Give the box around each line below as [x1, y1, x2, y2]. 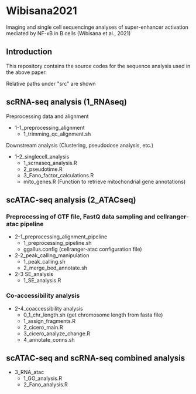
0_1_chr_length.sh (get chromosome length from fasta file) [23, 311, 163, 318]
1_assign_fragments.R [23, 317, 76, 324]
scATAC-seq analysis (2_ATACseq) [6, 195, 136, 205]
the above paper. [6, 69, 47, 76]
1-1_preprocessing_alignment [14, 124, 85, 131]
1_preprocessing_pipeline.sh [23, 240, 92, 247]
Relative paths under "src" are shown [6, 80, 96, 87]
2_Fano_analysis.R [23, 381, 68, 388]
